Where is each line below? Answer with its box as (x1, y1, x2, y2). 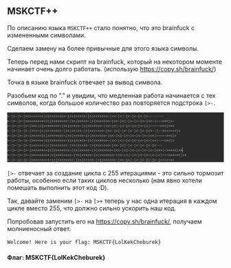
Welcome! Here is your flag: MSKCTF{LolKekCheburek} (7, 239, 162, 246)
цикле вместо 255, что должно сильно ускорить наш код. (7, 204, 177, 212)
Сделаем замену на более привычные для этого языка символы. (7, 44, 199, 52)
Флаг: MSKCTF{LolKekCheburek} (7, 254, 106, 262)
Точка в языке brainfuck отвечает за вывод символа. (7, 78, 163, 86)
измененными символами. (7, 31, 86, 39)
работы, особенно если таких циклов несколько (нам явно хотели (7, 176, 203, 184)
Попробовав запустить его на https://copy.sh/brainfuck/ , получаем (7, 217, 203, 226)
